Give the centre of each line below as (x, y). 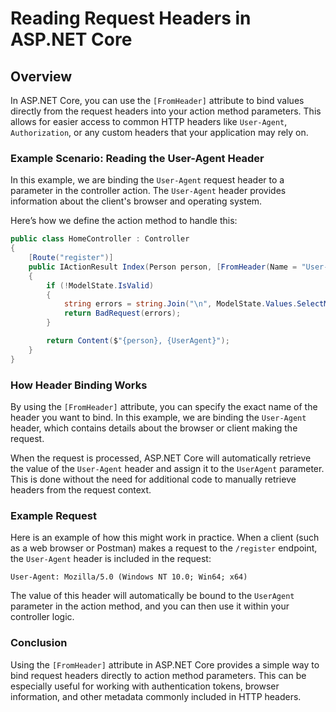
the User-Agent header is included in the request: (111, 559)
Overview (41, 76)
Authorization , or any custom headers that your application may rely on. (159, 132)
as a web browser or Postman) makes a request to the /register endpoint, (164, 548)
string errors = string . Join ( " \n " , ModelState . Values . (180, 304)
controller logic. (42, 617)
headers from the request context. (81, 489)
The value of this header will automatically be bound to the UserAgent (152, 596)
